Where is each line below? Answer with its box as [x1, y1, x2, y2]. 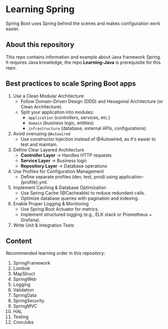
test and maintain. [20, 141, 58, 148]
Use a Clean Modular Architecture [13, 93, 84, 99]
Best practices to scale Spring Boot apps [6, 80, 136, 88]
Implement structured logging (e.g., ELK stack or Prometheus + [20, 211, 152, 217]
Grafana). [20, 216, 41, 223]
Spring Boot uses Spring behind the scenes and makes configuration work [6, 20, 160, 26]
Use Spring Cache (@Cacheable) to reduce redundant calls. [20, 190, 145, 196]
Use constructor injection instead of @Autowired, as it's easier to [20, 136, 156, 142]
